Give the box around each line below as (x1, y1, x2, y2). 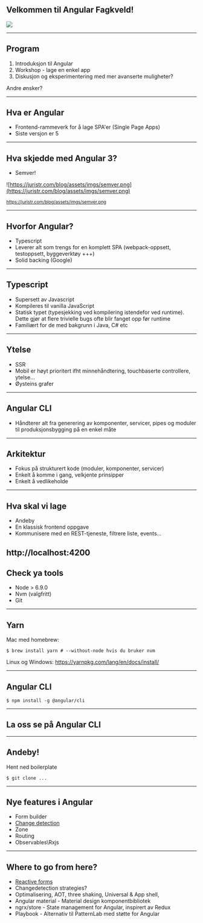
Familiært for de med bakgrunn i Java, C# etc (14, 321, 128, 328)
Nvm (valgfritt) (14, 590, 52, 598)
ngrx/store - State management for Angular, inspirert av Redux (14, 904, 171, 911)
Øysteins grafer (14, 380, 54, 387)
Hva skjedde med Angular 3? (6, 153, 118, 163)
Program (6, 44, 40, 54)
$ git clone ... (6, 775, 47, 781)
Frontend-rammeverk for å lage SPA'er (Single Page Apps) (14, 123, 161, 131)
